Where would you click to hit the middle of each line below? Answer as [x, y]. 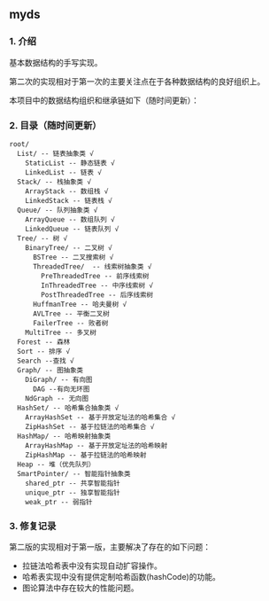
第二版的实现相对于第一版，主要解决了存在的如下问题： [110, 547]
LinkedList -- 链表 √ [63, 172]
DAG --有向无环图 [61, 389]
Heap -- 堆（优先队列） [56, 464]
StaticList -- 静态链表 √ [70, 163]
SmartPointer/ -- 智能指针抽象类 [74, 473]
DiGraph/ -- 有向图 [59, 379]
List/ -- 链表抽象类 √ [56, 153]
